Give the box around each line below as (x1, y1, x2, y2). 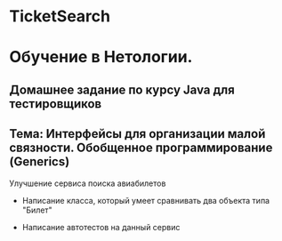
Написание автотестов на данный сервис (21, 221, 181, 232)
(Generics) (9, 154, 70, 170)
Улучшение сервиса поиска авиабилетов (9, 178, 166, 189)
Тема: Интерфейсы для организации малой (9, 126, 266, 141)
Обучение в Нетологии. (9, 47, 193, 68)
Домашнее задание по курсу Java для (9, 82, 236, 97)
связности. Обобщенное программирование (9, 141, 273, 156)
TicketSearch (9, 6, 111, 27)
